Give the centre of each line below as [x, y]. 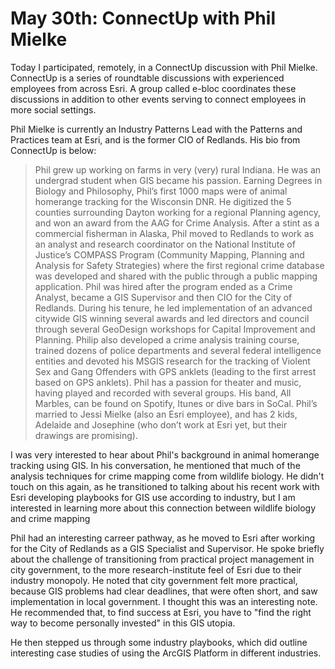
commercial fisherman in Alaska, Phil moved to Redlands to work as [174, 233]
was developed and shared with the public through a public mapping [176, 276]
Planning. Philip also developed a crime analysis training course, [167, 339]
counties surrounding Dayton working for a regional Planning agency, [177, 212]
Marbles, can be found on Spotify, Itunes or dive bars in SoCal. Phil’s [176, 403]
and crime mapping [50, 518]
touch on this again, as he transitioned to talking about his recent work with [165, 486]
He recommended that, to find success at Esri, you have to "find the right [161, 612]
